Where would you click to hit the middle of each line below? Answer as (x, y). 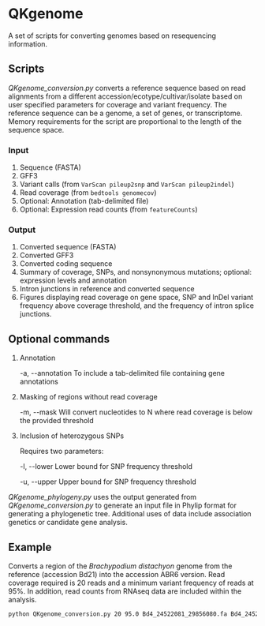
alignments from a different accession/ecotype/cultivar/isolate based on (125, 96)
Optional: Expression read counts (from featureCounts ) (109, 209)
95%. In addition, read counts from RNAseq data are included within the (125, 591)
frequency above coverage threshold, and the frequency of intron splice (137, 306)
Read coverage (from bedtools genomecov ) (88, 193)
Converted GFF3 (47, 255)
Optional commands (59, 339)
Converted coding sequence (66, 264)
